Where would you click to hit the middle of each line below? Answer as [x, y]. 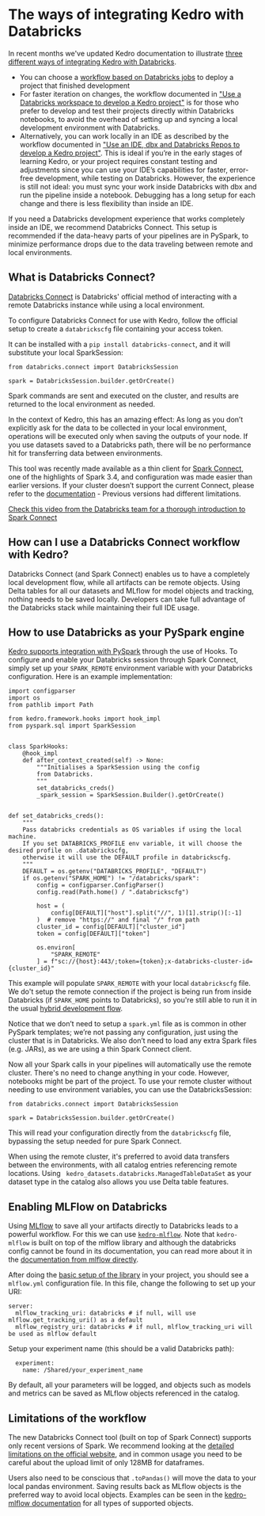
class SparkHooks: [38, 747]
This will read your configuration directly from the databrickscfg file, [120, 1133]
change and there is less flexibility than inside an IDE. [106, 203]
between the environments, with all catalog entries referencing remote [123, 1165]
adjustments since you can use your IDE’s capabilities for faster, [123, 170]
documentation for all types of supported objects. [112, 1503]
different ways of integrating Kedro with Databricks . [92, 62]
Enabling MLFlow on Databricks [88, 1207]
